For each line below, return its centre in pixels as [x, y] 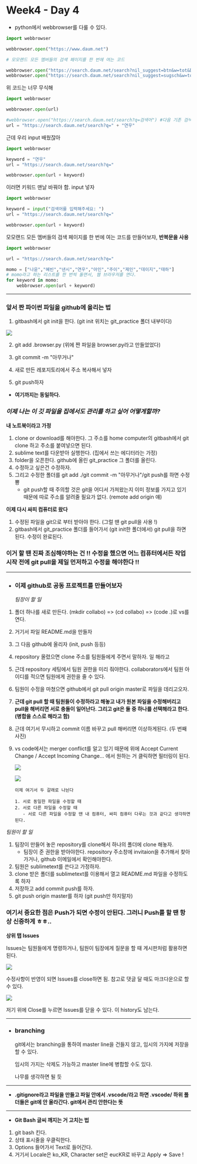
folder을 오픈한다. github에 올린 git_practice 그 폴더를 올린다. [86, 460]
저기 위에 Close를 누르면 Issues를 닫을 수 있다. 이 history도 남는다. [83, 1009]
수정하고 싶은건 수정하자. [43, 467]
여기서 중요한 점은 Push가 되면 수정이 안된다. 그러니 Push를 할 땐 [92, 913]
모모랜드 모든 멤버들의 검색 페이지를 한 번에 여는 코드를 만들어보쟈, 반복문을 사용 [97, 237]
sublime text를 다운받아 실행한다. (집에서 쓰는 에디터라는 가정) [86, 453]
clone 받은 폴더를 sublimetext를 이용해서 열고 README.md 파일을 [91, 874]
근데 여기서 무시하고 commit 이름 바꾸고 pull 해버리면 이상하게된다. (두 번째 [101, 729]
